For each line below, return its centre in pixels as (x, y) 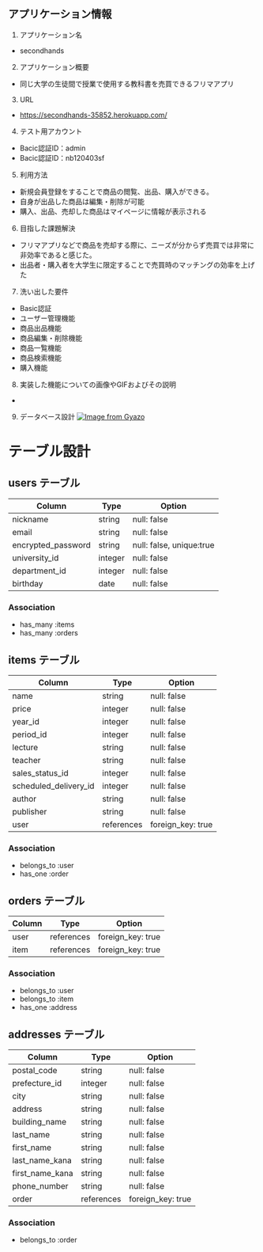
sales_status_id (40, 772)
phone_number (40, 1186)
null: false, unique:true (173, 544)
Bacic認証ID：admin (53, 148)
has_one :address (48, 1007)
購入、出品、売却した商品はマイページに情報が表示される (113, 211)
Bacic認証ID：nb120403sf (62, 157)
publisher (30, 811)
